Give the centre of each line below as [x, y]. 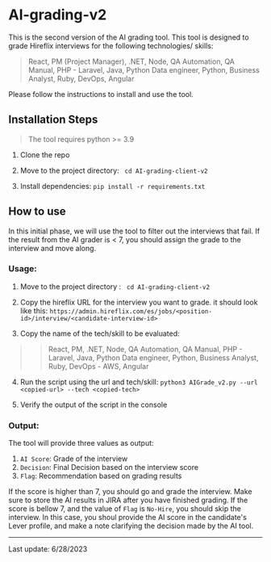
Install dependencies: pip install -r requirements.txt [113, 186]
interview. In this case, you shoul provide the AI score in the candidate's [128, 518]
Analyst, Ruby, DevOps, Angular [81, 78]
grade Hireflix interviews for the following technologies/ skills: [111, 45]
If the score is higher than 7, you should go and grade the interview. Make [130, 492]
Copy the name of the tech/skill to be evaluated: [100, 333]
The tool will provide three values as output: [81, 443]
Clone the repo [45, 154]
